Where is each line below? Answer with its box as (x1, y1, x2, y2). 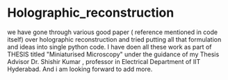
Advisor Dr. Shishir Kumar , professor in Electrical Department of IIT (7, 57, 201, 65)
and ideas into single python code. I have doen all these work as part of (7, 42, 212, 51)
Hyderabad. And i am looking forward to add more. (7, 65, 153, 73)
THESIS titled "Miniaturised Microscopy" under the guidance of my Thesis (7, 50, 220, 58)
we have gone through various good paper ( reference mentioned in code (7, 28, 218, 36)
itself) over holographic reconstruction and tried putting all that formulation (7, 35, 222, 43)
